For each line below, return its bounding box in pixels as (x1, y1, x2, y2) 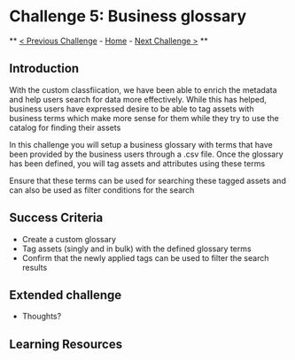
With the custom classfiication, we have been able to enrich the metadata (9, 84, 277, 95)
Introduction (9, 61, 80, 76)
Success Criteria (9, 211, 104, 226)
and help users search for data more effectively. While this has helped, (9, 94, 268, 104)
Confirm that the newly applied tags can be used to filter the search (21, 252, 269, 263)
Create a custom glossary (21, 234, 117, 244)
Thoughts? (21, 311, 62, 322)
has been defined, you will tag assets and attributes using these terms (9, 157, 266, 169)
